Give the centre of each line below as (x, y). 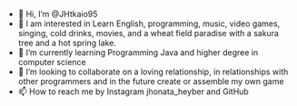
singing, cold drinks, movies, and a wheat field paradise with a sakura (148, 33)
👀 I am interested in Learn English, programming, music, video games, (149, 24)
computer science (52, 62)
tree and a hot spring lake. (67, 43)
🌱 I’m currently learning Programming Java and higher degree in (138, 53)
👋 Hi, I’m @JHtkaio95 (58, 14)
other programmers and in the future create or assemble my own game (151, 81)
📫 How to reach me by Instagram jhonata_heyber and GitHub (134, 92)
